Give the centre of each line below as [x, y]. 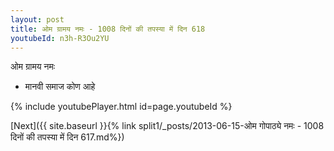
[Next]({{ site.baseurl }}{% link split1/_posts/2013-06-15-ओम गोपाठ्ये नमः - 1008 [167, 126]
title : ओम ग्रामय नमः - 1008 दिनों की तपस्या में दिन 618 [108, 29]
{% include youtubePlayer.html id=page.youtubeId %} [121, 107]
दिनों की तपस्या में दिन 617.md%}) [67, 137]
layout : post [37, 19]
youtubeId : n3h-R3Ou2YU [60, 38]
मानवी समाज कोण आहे [60, 87]
